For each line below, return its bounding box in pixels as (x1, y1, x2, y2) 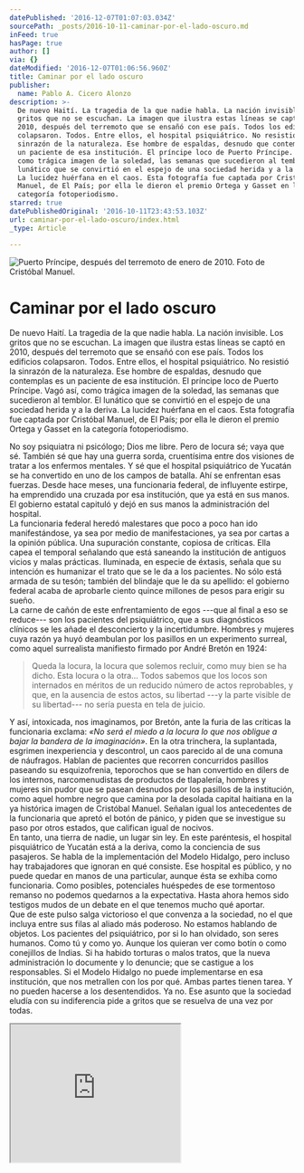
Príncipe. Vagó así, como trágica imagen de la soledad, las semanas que (9, 386, 280, 396)
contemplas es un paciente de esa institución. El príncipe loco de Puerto (9, 376, 279, 386)
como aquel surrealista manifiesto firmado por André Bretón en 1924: (9, 644, 268, 654)
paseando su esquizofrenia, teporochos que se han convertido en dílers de (9, 765, 290, 776)
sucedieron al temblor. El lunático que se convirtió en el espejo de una (9, 395, 271, 405)
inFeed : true (9, 30, 59, 39)
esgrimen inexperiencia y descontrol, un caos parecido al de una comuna (9, 746, 283, 757)
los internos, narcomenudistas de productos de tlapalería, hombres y (9, 775, 267, 786)
